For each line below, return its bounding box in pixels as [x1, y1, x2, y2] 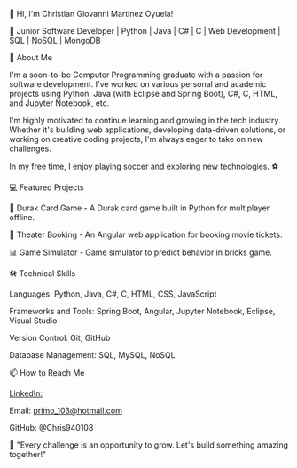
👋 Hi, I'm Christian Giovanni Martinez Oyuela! [9, 9, 174, 19]
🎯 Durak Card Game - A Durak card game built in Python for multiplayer [9, 202, 270, 213]
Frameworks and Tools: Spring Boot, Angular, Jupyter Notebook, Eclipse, [9, 306, 276, 316]
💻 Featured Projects [9, 182, 84, 193]
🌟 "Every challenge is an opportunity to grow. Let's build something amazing [9, 440, 289, 450]
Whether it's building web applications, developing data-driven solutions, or [9, 124, 286, 135]
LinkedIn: [9, 388, 43, 399]
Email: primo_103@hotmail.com [9, 405, 122, 416]
